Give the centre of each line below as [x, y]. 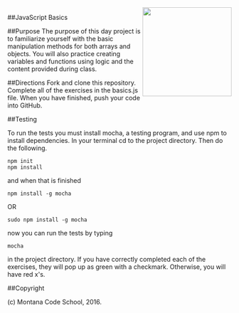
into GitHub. [25, 105]
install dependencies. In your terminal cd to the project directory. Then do [115, 140]
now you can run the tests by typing [60, 233]
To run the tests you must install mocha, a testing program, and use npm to [117, 133]
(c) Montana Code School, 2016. [54, 302]
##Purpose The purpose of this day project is [74, 31]
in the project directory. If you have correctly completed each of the [107, 259]
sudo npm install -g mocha [47, 220]
